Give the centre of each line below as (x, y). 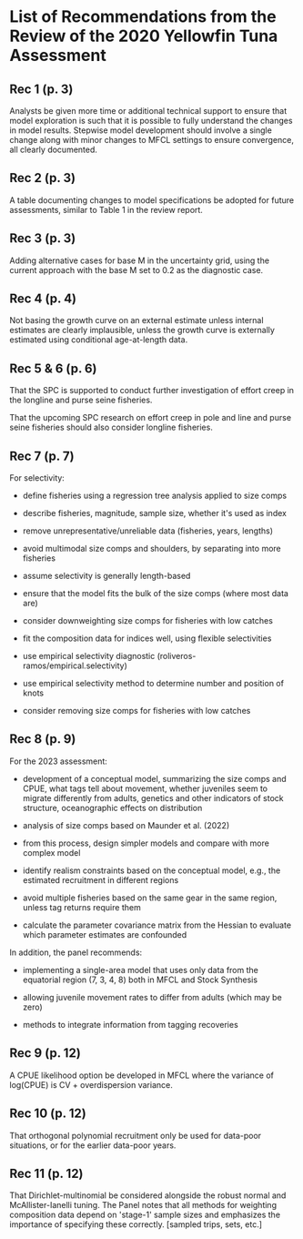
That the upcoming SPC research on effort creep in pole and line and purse (151, 418)
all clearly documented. (54, 149)
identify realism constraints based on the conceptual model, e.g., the (151, 870)
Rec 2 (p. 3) (42, 178)
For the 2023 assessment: (58, 761)
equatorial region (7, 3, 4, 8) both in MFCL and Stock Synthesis (140, 980)
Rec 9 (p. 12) (45, 1053)
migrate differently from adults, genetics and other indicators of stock (153, 797)
